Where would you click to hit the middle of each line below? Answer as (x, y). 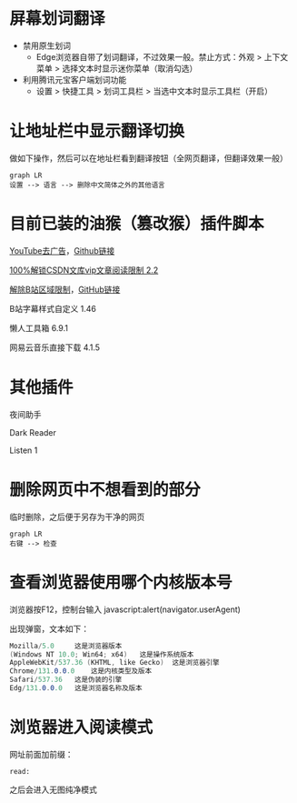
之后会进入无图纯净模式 (53, 789)
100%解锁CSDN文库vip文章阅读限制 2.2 (84, 270)
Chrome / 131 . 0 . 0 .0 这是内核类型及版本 (81, 671)
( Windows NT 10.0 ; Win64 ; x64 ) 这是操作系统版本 (102, 654)
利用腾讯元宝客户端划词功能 (74, 79)
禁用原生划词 (46, 45)
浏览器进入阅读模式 (81, 728)
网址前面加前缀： (41, 754)
